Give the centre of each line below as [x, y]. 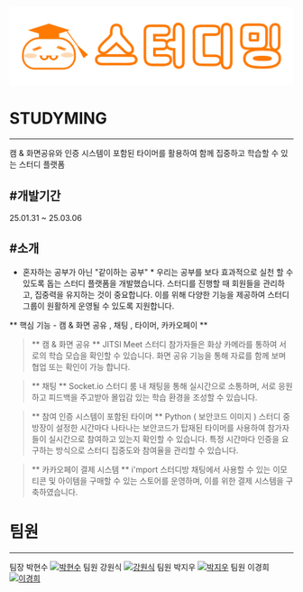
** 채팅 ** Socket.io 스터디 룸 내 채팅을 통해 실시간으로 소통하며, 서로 [154, 385]
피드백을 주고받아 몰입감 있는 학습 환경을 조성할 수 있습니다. [153, 397]
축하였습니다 [54, 492]
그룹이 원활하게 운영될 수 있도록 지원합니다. [98, 306]
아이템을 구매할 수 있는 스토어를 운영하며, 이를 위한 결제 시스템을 [171, 480]
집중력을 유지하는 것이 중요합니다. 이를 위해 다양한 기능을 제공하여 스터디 [162, 294]
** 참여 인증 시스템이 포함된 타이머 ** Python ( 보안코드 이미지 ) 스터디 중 [161, 416]
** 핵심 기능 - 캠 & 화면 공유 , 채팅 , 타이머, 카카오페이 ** [109, 325]
